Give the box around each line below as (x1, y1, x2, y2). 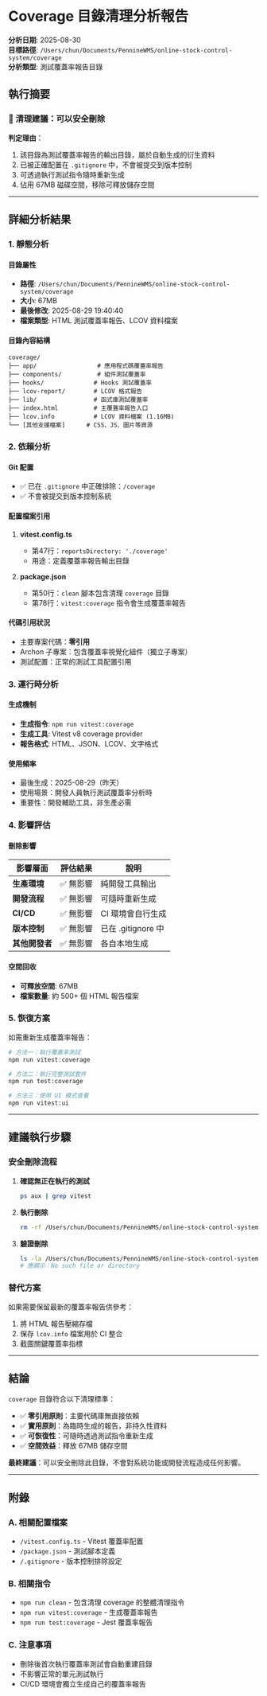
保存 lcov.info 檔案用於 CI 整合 (19, 1328, 123, 1338)
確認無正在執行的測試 (19, 1176, 90, 1186)
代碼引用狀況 (8, 618, 50, 627)
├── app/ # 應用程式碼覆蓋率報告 (8, 362, 164, 370)
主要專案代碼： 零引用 (19, 637, 90, 646)
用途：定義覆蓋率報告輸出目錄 (31, 556, 130, 565)
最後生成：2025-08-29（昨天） (19, 778, 124, 788)
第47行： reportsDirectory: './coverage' (31, 546, 168, 556)
